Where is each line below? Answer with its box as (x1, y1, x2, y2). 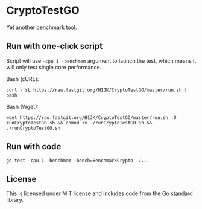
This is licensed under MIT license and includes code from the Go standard (6, 190, 193, 197)
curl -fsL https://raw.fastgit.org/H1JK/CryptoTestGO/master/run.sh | (6, 87, 188, 93)
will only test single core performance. (6, 63, 102, 71)
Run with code (6, 141, 62, 152)
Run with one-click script (6, 41, 103, 51)
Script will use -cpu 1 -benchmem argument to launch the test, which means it (6, 57, 197, 64)
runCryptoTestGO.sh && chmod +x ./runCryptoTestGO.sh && (6, 120, 153, 126)
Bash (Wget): (6, 103, 39, 110)
